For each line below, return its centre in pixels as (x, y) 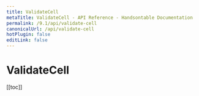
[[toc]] (14, 87)
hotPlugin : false (28, 35)
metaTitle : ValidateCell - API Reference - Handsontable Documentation (99, 18)
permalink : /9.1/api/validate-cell (52, 23)
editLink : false (27, 40)
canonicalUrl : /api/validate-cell (51, 29)
